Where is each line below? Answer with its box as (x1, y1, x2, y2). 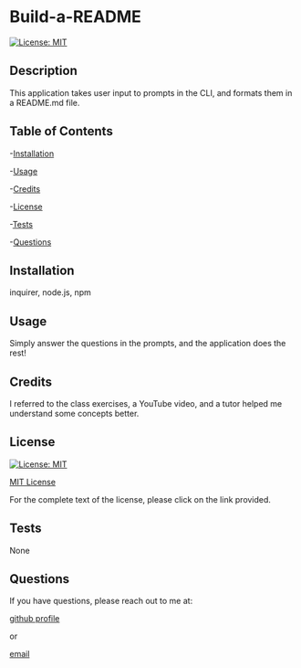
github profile (9, 613, 60, 624)
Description (9, 63, 78, 79)
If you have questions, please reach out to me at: (9, 596, 193, 607)
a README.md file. (9, 97, 80, 108)
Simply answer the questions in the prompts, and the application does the (9, 338, 286, 349)
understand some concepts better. (9, 408, 140, 419)
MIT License (9, 476, 57, 487)
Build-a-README (9, 6, 141, 27)
